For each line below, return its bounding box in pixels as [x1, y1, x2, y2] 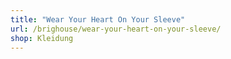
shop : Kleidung [10, 33, 74, 43]
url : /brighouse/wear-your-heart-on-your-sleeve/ [10, 24, 222, 34]
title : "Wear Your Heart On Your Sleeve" [10, 14, 186, 25]
